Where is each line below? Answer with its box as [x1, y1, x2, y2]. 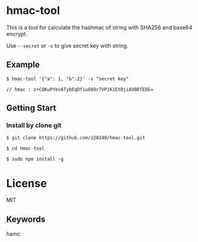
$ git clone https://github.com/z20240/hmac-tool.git [6, 135, 146, 141]
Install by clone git [6, 121, 62, 130]
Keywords [6, 214, 46, 224]
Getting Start [6, 103, 56, 113]
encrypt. [6, 30, 27, 37]
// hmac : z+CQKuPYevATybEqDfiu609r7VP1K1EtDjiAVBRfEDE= [6, 86, 154, 92]
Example [6, 60, 40, 70]
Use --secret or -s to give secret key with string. [6, 42, 129, 49]
